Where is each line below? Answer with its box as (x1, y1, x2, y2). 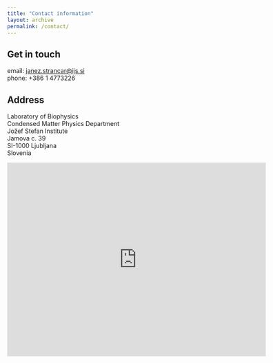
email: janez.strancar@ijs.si (7, 67, 85, 75)
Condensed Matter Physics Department (7, 120, 120, 127)
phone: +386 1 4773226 (7, 74, 76, 83)
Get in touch (7, 48, 61, 60)
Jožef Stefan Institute (7, 127, 68, 135)
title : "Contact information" (7, 10, 94, 17)
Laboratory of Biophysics (7, 112, 79, 121)
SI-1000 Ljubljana (7, 142, 57, 149)
